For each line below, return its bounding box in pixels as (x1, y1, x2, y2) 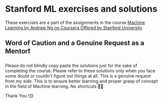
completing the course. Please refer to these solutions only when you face (5, 67, 156, 74)
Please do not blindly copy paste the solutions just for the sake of (5, 62, 137, 68)
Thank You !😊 (5, 93, 34, 99)
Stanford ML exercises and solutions (5, 3, 158, 15)
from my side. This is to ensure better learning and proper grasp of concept (5, 78, 158, 84)
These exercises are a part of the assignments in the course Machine (5, 20, 145, 25)
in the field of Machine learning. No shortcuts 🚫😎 (5, 83, 104, 89)
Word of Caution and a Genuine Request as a (5, 39, 144, 47)
